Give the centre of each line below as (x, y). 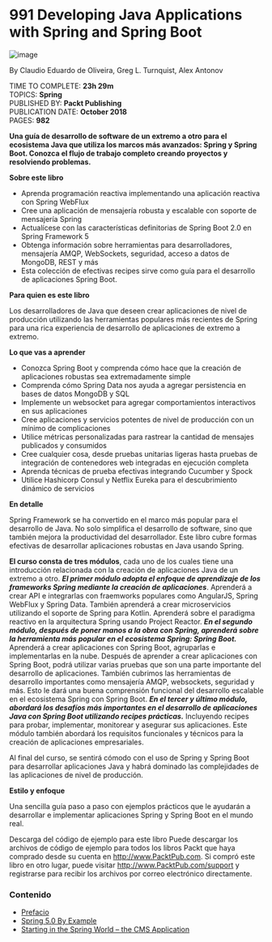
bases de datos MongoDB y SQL (75, 394)
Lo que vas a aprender (47, 352)
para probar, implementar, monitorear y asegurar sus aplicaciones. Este (128, 725)
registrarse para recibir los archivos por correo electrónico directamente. (131, 873)
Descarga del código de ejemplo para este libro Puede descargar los (123, 839)
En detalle (26, 504)
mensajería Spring (51, 219)
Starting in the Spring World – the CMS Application (105, 930)
